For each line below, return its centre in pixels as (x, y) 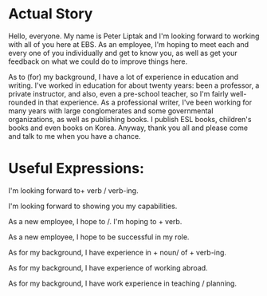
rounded (22, 102)
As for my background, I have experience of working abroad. (108, 267)
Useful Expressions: (77, 169)
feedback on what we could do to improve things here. (98, 61)
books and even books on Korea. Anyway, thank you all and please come (128, 128)
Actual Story (51, 14)
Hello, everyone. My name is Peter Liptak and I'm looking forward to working (134, 36)
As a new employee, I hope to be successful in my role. (99, 237)
